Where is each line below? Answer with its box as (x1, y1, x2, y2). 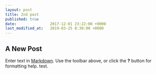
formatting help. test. (5, 63, 48, 69)
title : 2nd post (5, 12, 39, 17)
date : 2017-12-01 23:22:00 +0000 (5, 21, 106, 26)
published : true (5, 16, 39, 21)
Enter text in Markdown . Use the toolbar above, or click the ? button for (5, 57, 151, 63)
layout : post (5, 7, 32, 12)
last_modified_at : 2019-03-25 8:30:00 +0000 (5, 26, 104, 31)
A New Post (5, 44, 42, 53)
